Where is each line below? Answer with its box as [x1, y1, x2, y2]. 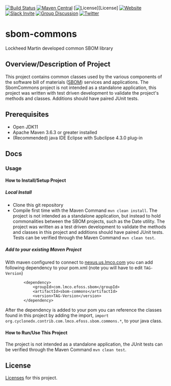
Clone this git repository [12, 202, 64, 208]
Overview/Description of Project [5, 60, 111, 69]
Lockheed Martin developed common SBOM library [5, 45, 113, 51]
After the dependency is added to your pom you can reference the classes [5, 307, 162, 313]
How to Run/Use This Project [5, 330, 68, 335]
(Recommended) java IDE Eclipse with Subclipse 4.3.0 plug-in [12, 135, 143, 141]
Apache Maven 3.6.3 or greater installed [12, 129, 97, 135]
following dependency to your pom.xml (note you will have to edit [5, 265, 143, 271]
